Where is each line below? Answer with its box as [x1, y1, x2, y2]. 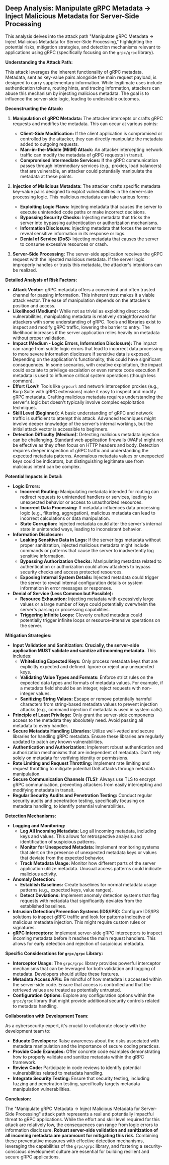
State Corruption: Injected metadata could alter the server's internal [20, 520, 162, 526]
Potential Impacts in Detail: [5, 473, 63, 479]
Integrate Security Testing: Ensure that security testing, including [12, 1075, 150, 1081]
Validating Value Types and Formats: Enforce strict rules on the [20, 674, 153, 680]
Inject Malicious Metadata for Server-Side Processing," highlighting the [5, 38, 152, 44]
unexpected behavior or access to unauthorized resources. [20, 499, 143, 505]
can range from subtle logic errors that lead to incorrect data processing [12, 345, 163, 351]
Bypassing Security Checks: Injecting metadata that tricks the [20, 214, 150, 220]
